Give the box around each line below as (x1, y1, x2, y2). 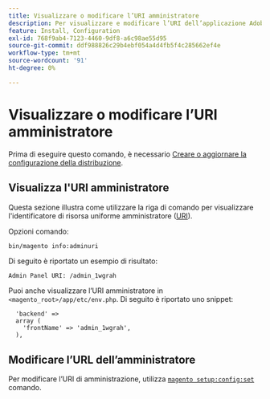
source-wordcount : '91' (8, 57, 88, 65)
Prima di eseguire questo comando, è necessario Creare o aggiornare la (8, 149, 247, 159)
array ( (15, 317, 42, 325)
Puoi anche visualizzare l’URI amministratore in (8, 286, 163, 295)
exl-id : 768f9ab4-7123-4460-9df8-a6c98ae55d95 (8, 34, 167, 43)
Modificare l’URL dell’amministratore (8, 352, 196, 366)
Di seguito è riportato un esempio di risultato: (8, 256, 158, 266)
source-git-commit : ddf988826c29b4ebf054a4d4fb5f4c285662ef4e (8, 42, 221, 50)
